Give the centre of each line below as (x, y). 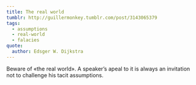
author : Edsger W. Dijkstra (48, 52)
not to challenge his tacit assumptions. (55, 75)
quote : (15, 46)
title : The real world (35, 12)
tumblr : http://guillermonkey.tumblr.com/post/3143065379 (82, 18)
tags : (13, 23)
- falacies (26, 40)
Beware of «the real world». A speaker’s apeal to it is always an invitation (98, 69)
